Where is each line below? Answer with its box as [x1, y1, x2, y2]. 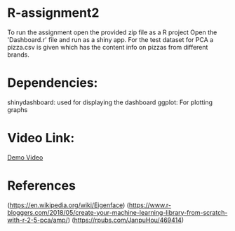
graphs [7, 105, 28, 113]
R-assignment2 [7, 5, 100, 21]
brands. [7, 50, 29, 59]
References [7, 178, 76, 193]
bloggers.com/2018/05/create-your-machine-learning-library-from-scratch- [7, 208, 228, 216]
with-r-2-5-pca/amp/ [7, 216, 68, 224]
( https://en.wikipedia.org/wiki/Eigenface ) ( [7, 201, 130, 209]
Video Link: [7, 130, 75, 146]
